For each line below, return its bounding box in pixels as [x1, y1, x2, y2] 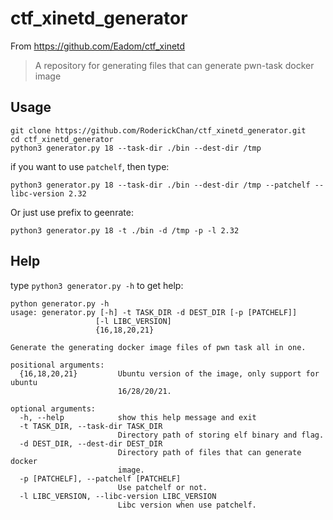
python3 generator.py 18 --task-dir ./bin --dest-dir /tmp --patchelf [10, 180, 311, 190]
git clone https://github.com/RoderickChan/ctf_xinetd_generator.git [10, 125, 307, 136]
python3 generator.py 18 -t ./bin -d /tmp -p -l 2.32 [10, 225, 240, 236]
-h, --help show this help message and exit [19, 412, 257, 422]
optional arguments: [10, 403, 97, 414]
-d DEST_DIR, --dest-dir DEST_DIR [19, 438, 163, 449]
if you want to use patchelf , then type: [10, 160, 170, 172]
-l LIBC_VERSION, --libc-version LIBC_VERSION [19, 491, 217, 501]
